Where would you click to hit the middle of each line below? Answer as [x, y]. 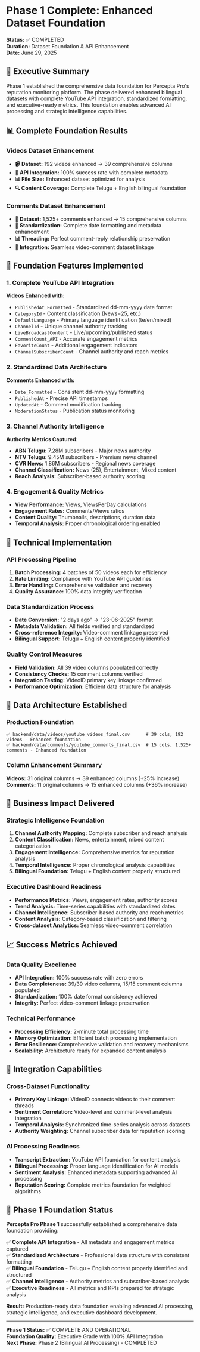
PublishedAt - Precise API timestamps [61, 398]
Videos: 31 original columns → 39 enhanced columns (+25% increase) [93, 778]
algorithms [28, 1191]
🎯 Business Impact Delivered [60, 803]
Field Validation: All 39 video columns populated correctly [87, 667]
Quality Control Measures [44, 654]
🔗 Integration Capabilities [54, 1069]
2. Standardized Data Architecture [57, 367]
